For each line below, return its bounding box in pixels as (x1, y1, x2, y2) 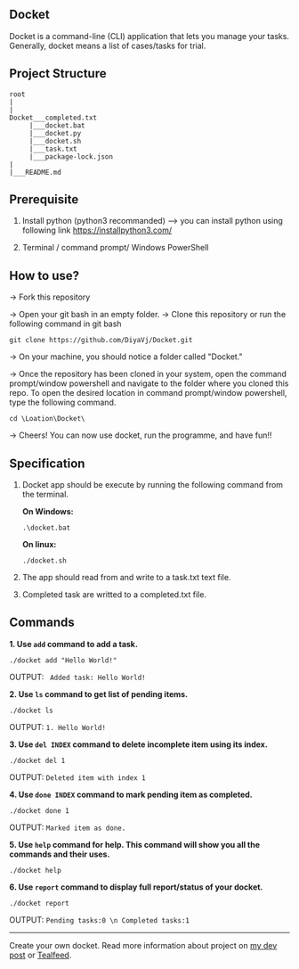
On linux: (21, 539, 57, 550)
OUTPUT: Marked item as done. (9, 822, 126, 833)
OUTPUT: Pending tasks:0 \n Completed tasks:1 (9, 914, 190, 925)
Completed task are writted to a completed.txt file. (21, 589, 207, 600)
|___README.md (9, 168, 62, 177)
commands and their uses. (9, 849, 110, 859)
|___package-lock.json (28, 152, 114, 161)
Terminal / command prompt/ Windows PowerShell (21, 242, 209, 253)
